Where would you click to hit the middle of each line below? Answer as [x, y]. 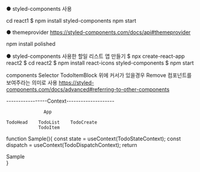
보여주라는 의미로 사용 [32, 83]
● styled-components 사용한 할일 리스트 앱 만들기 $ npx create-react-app [96, 56]
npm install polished [31, 44]
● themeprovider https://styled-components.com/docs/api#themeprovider [99, 32]
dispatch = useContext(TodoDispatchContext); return [72, 145]
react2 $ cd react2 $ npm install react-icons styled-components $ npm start [100, 63]
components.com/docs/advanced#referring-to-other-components [88, 89]
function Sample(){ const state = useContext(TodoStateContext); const [93, 139]
